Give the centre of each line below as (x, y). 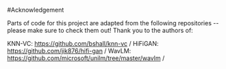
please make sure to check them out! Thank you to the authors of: (100, 30)
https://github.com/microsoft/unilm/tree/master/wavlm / (86, 58)
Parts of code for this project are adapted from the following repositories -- (113, 23)
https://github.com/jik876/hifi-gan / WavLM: (69, 51)
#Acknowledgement (36, 10)
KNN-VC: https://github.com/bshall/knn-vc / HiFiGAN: (83, 43)
